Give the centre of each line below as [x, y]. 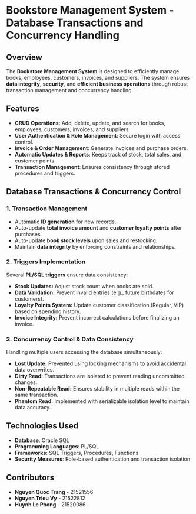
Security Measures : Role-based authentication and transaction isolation [102, 459]
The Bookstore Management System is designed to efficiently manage [93, 71]
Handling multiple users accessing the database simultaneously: [84, 352]
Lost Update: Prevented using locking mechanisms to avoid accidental [100, 363]
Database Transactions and [75, 23]
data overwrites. [34, 370]
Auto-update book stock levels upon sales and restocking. [86, 240]
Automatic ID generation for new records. [65, 222]
